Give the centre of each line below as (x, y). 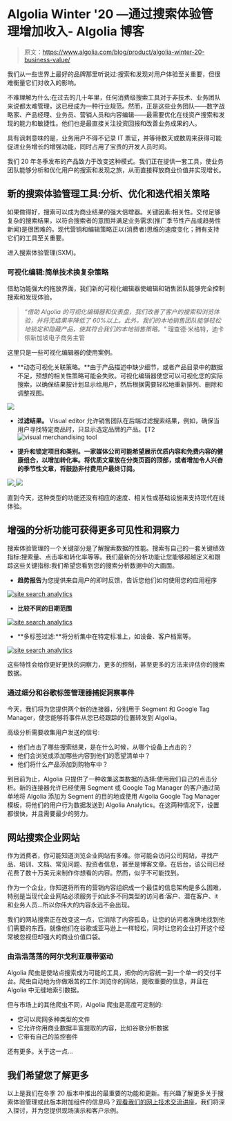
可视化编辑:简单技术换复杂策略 (58, 272)
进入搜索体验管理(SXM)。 (43, 252)
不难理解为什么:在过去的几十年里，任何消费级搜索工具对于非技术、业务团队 (114, 97)
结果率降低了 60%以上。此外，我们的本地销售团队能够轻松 (137, 321)
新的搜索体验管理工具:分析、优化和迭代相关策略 (109, 194)
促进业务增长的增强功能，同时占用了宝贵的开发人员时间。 (89, 147)
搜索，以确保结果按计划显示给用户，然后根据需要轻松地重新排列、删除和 (120, 385)
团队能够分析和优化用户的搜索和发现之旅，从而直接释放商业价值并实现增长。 (116, 169)
